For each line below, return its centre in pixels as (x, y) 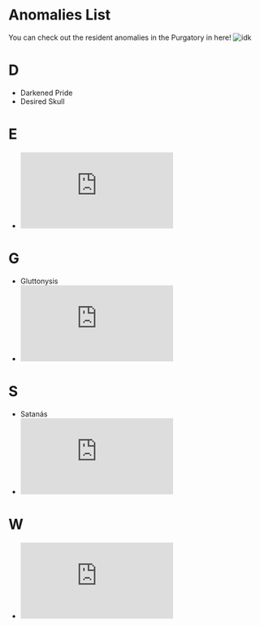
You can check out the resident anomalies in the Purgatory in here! (120, 37)
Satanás (34, 414)
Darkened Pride (46, 93)
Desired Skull (42, 101)
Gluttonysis (39, 281)
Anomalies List (60, 15)
